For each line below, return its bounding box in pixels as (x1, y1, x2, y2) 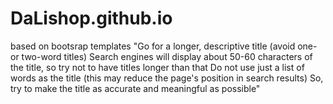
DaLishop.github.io (10, 7, 173, 30)
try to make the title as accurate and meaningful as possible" (10, 82, 261, 94)
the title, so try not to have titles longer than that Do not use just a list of (10, 61, 305, 73)
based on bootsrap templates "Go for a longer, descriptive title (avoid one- (10, 40, 318, 52)
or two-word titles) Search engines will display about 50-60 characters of (10, 50, 313, 62)
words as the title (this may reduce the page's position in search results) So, (10, 72, 324, 84)
